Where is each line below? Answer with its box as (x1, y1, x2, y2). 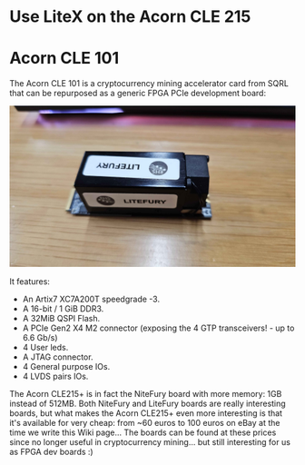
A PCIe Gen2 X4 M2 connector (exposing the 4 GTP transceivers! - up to (22, 322, 295, 333)
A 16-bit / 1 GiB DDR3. (22, 302, 104, 314)
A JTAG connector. (22, 351, 93, 362)
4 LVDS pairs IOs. (22, 371, 89, 381)
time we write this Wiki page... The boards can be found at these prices (9, 427, 277, 438)
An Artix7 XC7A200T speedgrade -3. (22, 293, 161, 304)
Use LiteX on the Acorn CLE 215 (9, 6, 251, 27)
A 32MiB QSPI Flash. (22, 312, 101, 323)
